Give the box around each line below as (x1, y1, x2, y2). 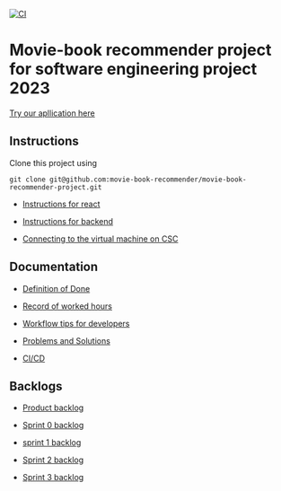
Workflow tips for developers (22, 318, 130, 329)
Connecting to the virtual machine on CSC (22, 233, 179, 244)
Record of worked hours (22, 301, 112, 311)
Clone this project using (9, 157, 97, 168)
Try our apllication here (9, 108, 96, 118)
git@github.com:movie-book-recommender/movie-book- (48, 175, 247, 184)
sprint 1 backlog (22, 437, 82, 448)
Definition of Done (22, 283, 91, 294)
